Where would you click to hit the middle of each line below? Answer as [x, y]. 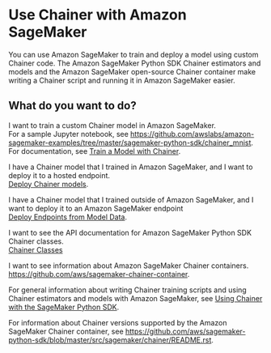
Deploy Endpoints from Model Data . [68, 217]
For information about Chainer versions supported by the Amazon [118, 322]
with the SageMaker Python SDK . [64, 307]
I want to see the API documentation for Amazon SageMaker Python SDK [130, 232]
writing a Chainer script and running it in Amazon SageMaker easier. [122, 80]
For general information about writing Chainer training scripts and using [127, 290]
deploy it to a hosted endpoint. [59, 175]
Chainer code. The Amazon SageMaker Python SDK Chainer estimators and [135, 63]
